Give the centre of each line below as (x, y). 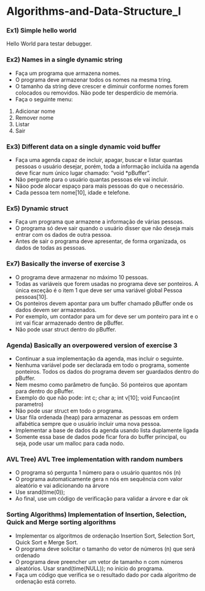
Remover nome (34, 117)
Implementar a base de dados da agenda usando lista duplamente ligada (107, 430)
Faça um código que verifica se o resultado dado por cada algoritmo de (106, 574)
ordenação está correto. (46, 581)
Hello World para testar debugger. (49, 44)
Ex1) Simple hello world (42, 31)
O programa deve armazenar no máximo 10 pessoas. (82, 277)
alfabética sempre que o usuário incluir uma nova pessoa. (88, 423)
